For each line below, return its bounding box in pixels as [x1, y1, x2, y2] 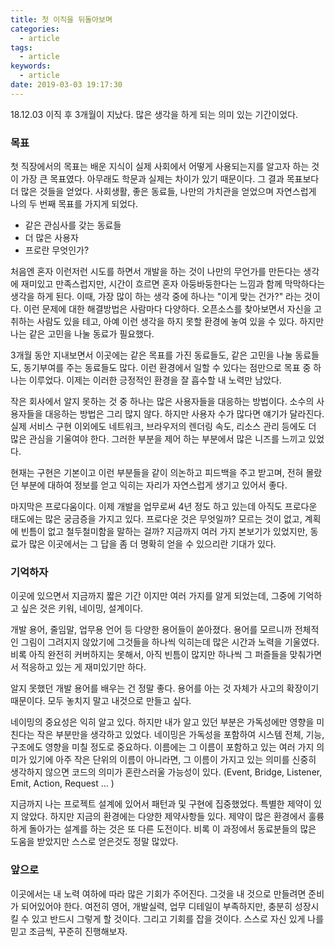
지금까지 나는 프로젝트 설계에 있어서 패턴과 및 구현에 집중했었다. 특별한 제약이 [10, 798, 312, 810]
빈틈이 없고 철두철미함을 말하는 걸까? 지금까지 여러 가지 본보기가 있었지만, [20, 526, 308, 538]
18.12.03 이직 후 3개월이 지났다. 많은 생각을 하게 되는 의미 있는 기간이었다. [10, 108, 299, 120]
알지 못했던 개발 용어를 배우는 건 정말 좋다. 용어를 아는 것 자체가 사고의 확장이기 [10, 682, 320, 695]
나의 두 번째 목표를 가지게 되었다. [10, 198, 139, 210]
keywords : [10, 61, 52, 71]
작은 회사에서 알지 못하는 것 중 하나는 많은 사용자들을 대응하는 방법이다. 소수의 [10, 396, 315, 408]
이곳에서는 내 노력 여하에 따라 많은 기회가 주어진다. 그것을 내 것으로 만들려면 [10, 887, 307, 900]
